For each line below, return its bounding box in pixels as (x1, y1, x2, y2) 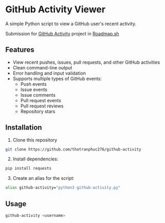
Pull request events (20, 97, 62, 103)
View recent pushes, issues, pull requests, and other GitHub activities (12, 59, 160, 65)
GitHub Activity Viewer (5, 4, 106, 15)
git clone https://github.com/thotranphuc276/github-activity (5, 146, 141, 152)
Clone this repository (12, 137, 58, 143)
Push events (20, 81, 47, 87)
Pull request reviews (20, 103, 64, 109)
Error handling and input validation (12, 70, 86, 76)
